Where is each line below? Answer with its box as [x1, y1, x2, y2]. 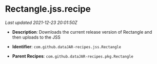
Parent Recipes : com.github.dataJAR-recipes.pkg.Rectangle [12, 53, 134, 59]
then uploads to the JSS [12, 34, 61, 40]
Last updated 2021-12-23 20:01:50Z [5, 20, 78, 25]
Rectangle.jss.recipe [5, 3, 91, 15]
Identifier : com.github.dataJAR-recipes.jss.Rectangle [12, 43, 121, 49]
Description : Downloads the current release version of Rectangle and [12, 29, 152, 35]
